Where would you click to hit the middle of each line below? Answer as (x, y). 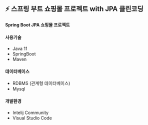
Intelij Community (30, 112)
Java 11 (20, 48)
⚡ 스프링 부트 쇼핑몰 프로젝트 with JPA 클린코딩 (74, 9)
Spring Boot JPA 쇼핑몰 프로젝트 (37, 24)
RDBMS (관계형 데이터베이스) (41, 83)
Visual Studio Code (32, 118)
